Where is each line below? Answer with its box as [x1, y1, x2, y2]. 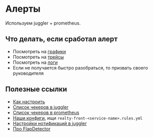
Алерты [5, 3, 41, 15]
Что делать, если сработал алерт [5, 35, 118, 43]
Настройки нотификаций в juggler [12, 120, 87, 126]
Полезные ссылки [5, 85, 67, 94]
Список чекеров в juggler [12, 104, 69, 110]
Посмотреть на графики [12, 48, 66, 54]
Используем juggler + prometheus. [5, 20, 81, 26]
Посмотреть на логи [12, 59, 58, 65]
